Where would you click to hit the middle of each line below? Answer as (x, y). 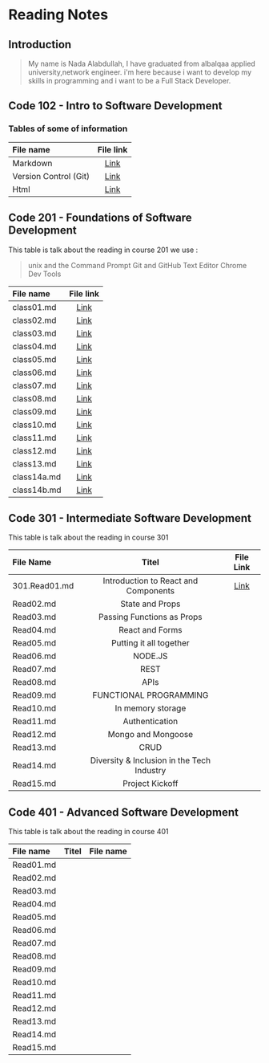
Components (151, 591)
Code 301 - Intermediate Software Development (130, 518)
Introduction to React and (151, 581)
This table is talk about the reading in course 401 (88, 832)
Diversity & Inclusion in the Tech (150, 760)
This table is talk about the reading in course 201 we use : (103, 250)
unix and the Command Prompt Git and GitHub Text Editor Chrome (137, 265)
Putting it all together (150, 643)
